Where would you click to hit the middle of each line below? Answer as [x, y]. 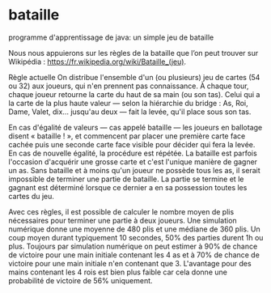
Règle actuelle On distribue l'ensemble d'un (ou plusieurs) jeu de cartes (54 [134, 77]
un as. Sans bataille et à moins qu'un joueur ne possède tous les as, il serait [134, 170]
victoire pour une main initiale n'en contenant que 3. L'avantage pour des [130, 263]
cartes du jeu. [32, 196]
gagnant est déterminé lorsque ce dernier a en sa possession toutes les [128, 187]
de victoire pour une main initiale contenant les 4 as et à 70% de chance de [134, 255]
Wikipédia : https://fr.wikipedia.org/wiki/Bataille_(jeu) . [97, 62]
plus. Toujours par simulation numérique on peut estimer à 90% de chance [133, 246]
